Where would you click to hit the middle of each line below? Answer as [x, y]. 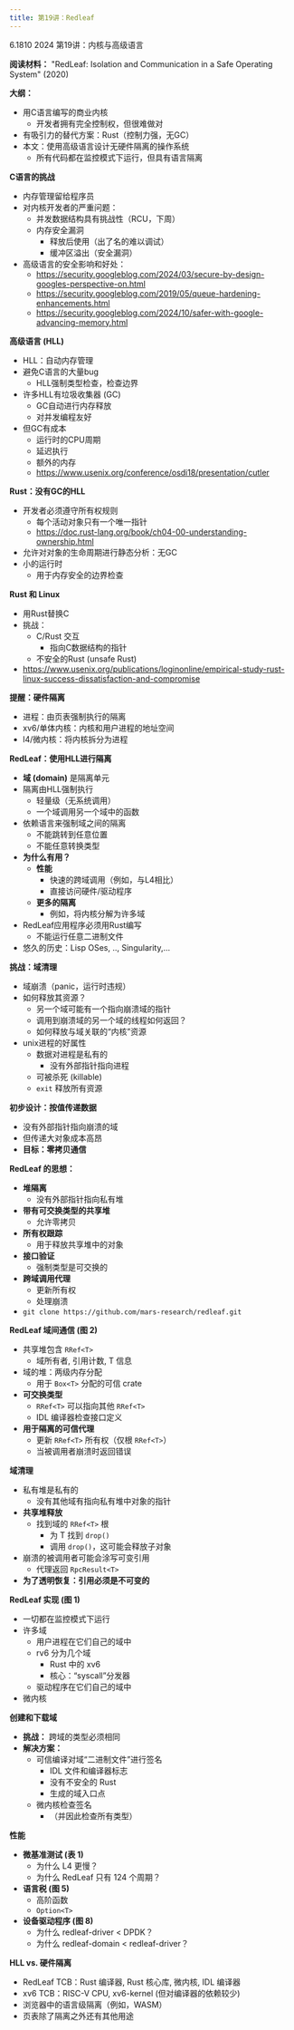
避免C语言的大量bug [61, 372]
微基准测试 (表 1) [53, 1854]
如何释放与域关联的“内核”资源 [91, 1031]
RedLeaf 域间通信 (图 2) [53, 1329]
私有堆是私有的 [50, 1489]
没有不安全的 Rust [83, 1782]
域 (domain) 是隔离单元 [66, 778]
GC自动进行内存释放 [74, 405]
